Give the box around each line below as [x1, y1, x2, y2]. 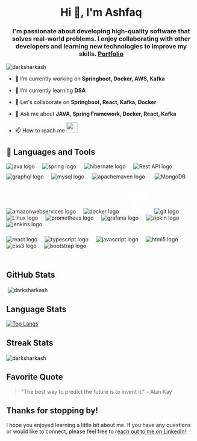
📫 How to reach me [14, 127, 65, 134]
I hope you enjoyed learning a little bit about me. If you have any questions [6, 422, 191, 429]
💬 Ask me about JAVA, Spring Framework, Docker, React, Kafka [14, 110, 177, 117]
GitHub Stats [6, 270, 55, 280]
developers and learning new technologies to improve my [15, 42, 187, 51]
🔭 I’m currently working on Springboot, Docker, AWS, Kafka [14, 75, 165, 82]
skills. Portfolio [79, 50, 124, 58]
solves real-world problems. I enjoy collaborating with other [11, 34, 191, 43]
